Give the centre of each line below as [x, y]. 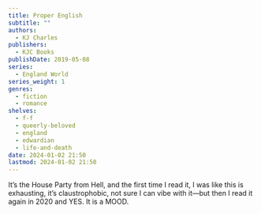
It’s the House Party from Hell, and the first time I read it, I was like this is [126, 185]
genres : [21, 89]
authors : [22, 30]
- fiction [31, 96]
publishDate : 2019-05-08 [49, 60]
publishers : [28, 45]
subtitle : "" [30, 23]
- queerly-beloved [46, 126]
